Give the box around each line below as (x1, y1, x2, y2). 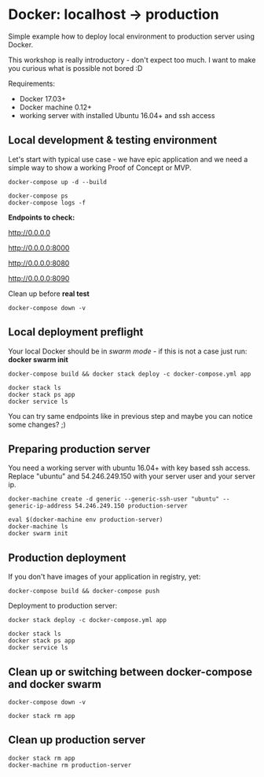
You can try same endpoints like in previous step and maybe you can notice (8, 411, 253, 420)
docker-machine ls (8, 523, 68, 531)
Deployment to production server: (8, 601, 118, 611)
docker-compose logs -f (8, 198, 86, 206)
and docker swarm (8, 677, 102, 690)
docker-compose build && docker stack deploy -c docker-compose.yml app (8, 370, 251, 378)
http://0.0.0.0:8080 (8, 258, 70, 268)
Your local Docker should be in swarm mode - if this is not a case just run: (8, 346, 247, 356)
